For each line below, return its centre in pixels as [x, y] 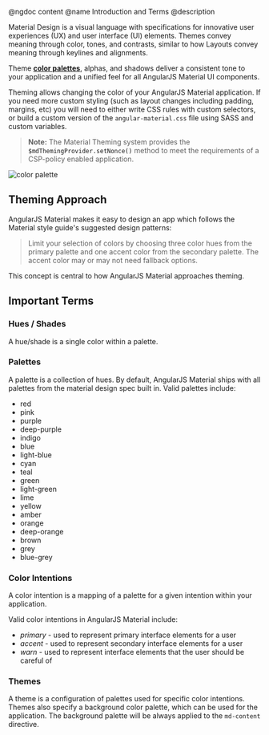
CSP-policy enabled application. [81, 159]
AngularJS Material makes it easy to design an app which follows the [122, 219]
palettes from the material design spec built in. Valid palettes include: [122, 388]
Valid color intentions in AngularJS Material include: [93, 619]
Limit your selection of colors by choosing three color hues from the [140, 243]
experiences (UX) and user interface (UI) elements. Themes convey [120, 36]
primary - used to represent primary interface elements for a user [128, 635]
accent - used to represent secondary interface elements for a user [131, 644]
